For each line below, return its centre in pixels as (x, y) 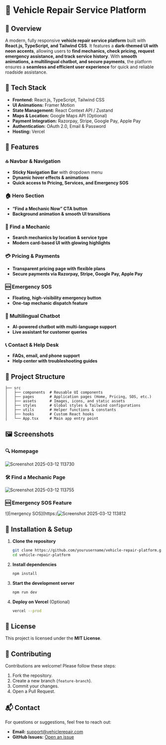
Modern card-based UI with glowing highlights (61, 243)
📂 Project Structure (35, 377)
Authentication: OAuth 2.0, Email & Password (59, 126)
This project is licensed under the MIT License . (53, 638)
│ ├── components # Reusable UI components (54, 392)
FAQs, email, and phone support (46, 356)
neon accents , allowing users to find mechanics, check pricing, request (80, 51)
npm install (25, 573)
